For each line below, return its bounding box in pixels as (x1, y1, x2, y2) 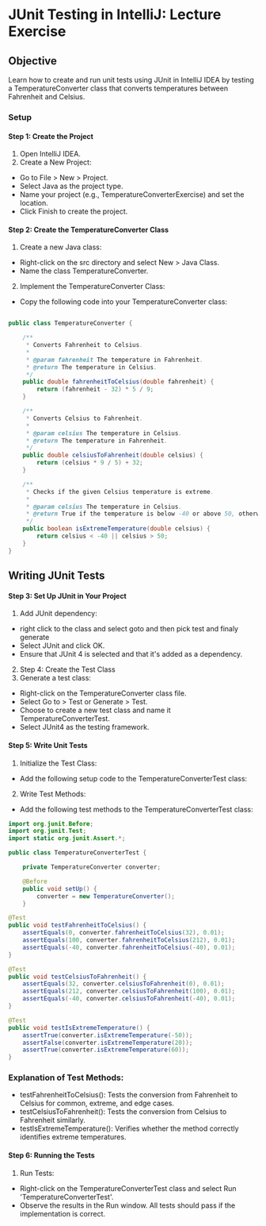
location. (19, 199, 49, 208)
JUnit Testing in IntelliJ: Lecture (8, 6, 222, 24)
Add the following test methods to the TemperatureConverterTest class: (19, 804, 253, 814)
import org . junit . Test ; (8, 827, 87, 835)
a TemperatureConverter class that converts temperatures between (8, 83, 228, 93)
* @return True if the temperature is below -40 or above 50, (25, 510, 236, 518)
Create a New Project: (19, 157, 92, 168)
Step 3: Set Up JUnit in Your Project (8, 591, 127, 600)
